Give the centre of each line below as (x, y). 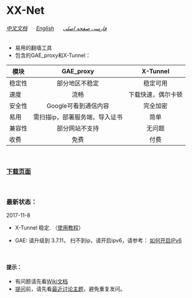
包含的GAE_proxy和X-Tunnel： (53, 55)
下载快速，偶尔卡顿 (155, 95)
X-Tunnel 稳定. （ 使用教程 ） (49, 227)
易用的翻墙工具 (33, 48)
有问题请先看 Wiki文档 (41, 281)
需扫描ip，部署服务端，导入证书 (78, 117)
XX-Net (25, 11)
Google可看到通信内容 (78, 106)
